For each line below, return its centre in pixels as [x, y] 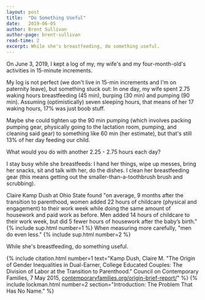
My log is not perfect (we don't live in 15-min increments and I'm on [91, 82]
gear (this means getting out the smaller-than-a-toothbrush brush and [95, 176]
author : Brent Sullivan [37, 29]
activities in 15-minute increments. [50, 70]
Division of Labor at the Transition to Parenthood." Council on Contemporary [102, 271]
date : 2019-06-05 [31, 23]
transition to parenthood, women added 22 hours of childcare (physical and [102, 202]
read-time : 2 [23, 41]
